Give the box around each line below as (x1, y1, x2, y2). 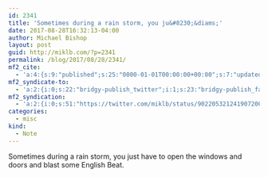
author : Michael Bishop (8, 33, 88, 42)
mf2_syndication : (8, 93, 66, 101)
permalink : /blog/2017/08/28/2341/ (8, 56, 127, 64)
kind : (8, 122, 26, 130)
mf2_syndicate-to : (8, 78, 69, 86)
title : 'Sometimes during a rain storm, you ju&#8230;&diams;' (8, 19, 223, 27)
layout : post (8, 41, 52, 49)
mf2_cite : (8, 63, 41, 71)
